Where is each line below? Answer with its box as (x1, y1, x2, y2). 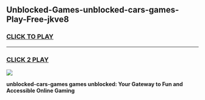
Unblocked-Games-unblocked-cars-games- (6, 5, 179, 15)
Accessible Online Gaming (6, 87, 75, 94)
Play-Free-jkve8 (6, 15, 69, 25)
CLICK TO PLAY (6, 33, 54, 41)
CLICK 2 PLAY (6, 55, 49, 64)
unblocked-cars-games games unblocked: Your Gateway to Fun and (6, 80, 183, 87)
